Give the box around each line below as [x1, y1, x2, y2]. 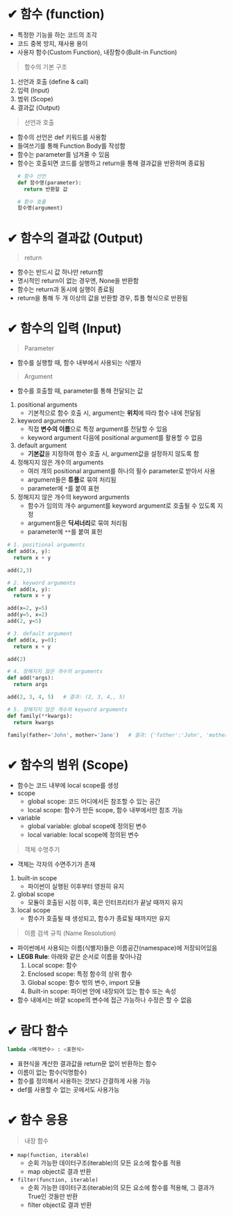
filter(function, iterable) [17, 1176, 98, 1183]
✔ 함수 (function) [7, 6, 105, 22]
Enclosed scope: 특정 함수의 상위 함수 [27, 970, 133, 978]
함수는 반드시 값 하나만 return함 [17, 268, 104, 276]
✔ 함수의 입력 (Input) [7, 320, 122, 336]
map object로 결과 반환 [27, 1167, 92, 1176]
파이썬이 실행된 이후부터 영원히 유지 [27, 882, 125, 891]
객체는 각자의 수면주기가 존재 [17, 860, 96, 868]
